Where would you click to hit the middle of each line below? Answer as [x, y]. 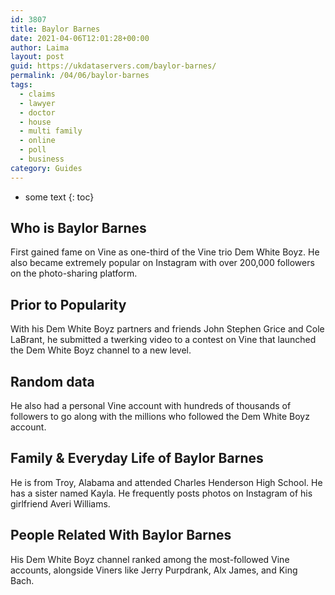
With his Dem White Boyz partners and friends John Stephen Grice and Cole [167, 329]
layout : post [37, 57]
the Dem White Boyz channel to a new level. [101, 350]
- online [37, 141]
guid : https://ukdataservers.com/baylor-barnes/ [113, 66]
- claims [37, 94]
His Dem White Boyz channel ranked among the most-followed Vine [150, 559]
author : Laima [40, 47]
